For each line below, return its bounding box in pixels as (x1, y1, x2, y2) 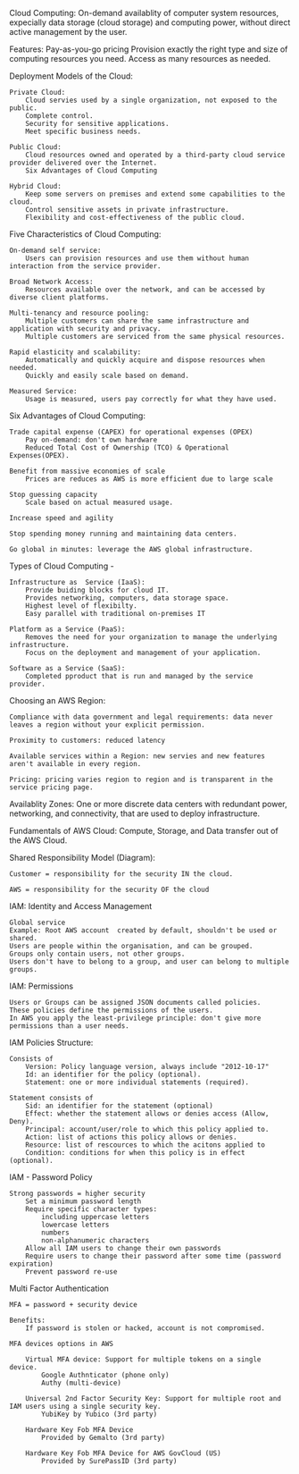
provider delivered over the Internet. (9, 158, 158, 167)
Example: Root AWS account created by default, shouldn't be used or (9, 926, 278, 935)
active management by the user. (9, 27, 128, 37)
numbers (41, 1228, 70, 1237)
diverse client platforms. (9, 293, 110, 302)
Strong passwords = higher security (9, 1189, 145, 1198)
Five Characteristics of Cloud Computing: (9, 229, 162, 240)
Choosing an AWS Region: (9, 695, 106, 705)
